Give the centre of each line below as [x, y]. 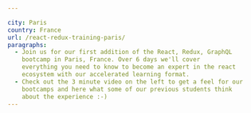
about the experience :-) [65, 96]
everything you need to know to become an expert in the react [129, 67]
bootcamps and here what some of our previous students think [127, 89]
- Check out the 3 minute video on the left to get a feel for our [129, 82]
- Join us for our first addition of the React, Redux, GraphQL [124, 53]
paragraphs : [27, 45]
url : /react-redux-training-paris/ [67, 37]
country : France [34, 30]
